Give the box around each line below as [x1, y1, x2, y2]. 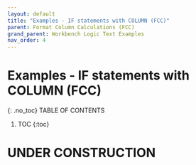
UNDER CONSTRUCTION [7, 145, 156, 161]
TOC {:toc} [17, 120, 50, 129]
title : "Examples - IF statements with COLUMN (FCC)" [7, 17, 170, 24]
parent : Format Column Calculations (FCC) [7, 23, 135, 31]
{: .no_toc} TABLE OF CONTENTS [7, 106, 105, 115]
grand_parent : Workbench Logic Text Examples [7, 30, 144, 38]
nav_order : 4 [7, 37, 46, 44]
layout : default [7, 10, 55, 18]
